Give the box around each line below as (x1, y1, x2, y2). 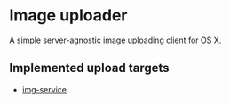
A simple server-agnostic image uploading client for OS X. (9, 35, 222, 45)
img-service (21, 84, 67, 94)
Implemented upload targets (9, 60, 171, 76)
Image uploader (9, 5, 128, 26)
